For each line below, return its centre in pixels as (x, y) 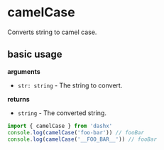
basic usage (35, 54)
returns (18, 99)
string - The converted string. (62, 113)
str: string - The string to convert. (70, 85)
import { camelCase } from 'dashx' (60, 126)
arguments (24, 71)
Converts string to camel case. (52, 32)
